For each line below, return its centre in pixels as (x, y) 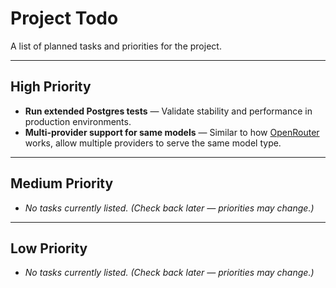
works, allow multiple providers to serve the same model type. (153, 143)
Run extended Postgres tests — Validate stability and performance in (168, 111)
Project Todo (64, 18)
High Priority (51, 87)
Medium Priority (62, 183)
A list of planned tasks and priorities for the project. (116, 46)
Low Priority (49, 248)
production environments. (78, 121)
